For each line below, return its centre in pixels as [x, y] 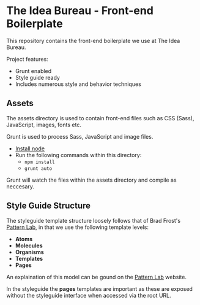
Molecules [29, 245]
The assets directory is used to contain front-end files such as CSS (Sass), [100, 118]
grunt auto [38, 168]
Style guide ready [37, 77]
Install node [30, 149]
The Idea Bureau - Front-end [80, 11]
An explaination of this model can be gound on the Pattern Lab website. [96, 277]
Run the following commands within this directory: [78, 155]
